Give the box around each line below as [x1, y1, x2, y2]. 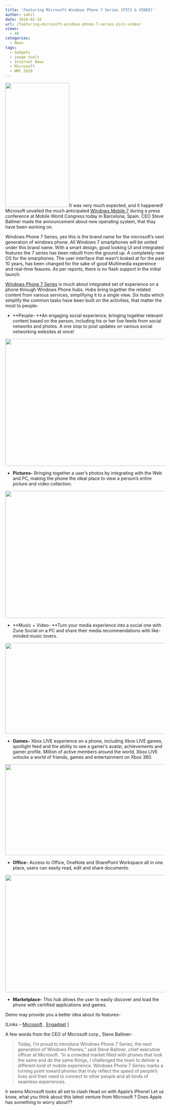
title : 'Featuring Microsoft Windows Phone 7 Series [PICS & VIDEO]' [5, 7, 155, 13]
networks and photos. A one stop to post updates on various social [12, 323, 153, 329]
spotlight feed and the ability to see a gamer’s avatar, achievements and [12, 744, 163, 749]
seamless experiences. [17, 1079, 66, 1085]
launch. [5, 271, 21, 277]
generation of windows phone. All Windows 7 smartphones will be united [5, 239, 157, 245]
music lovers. [29, 633, 58, 639]
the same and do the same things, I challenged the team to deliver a [17, 1057, 159, 1063]
